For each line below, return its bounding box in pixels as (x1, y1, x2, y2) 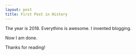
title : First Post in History (5, 12, 68, 17)
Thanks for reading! (5, 44, 46, 50)
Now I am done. (5, 35, 38, 41)
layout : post (5, 7, 32, 12)
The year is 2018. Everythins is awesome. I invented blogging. (5, 25, 132, 31)
